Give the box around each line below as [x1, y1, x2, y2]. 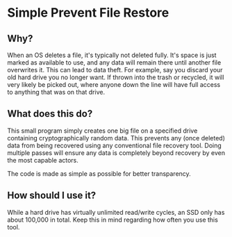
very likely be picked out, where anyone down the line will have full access [7, 81, 221, 88]
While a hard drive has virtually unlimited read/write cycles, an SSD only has [7, 208, 225, 216]
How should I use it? [7, 190, 97, 202]
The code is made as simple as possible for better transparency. [7, 169, 191, 178]
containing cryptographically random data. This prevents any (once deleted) [7, 133, 226, 142]
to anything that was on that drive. [7, 88, 106, 96]
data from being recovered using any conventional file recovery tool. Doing [7, 141, 222, 149]
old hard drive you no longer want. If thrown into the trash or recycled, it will [7, 73, 224, 81]
